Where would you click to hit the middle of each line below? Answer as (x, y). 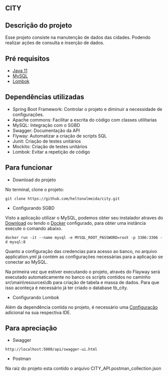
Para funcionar (29, 168)
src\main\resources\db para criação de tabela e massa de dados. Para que (82, 282)
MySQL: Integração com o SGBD (46, 125)
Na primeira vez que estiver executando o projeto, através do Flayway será (83, 272)
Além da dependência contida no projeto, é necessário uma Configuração (81, 307)
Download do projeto (34, 180)
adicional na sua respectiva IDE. (38, 312)
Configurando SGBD (34, 208)
